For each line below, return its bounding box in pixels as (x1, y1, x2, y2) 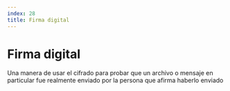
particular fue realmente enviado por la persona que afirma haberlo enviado (7, 77, 224, 85)
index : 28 (7, 10, 36, 17)
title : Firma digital (7, 17, 70, 23)
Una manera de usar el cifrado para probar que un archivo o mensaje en (7, 69, 213, 77)
